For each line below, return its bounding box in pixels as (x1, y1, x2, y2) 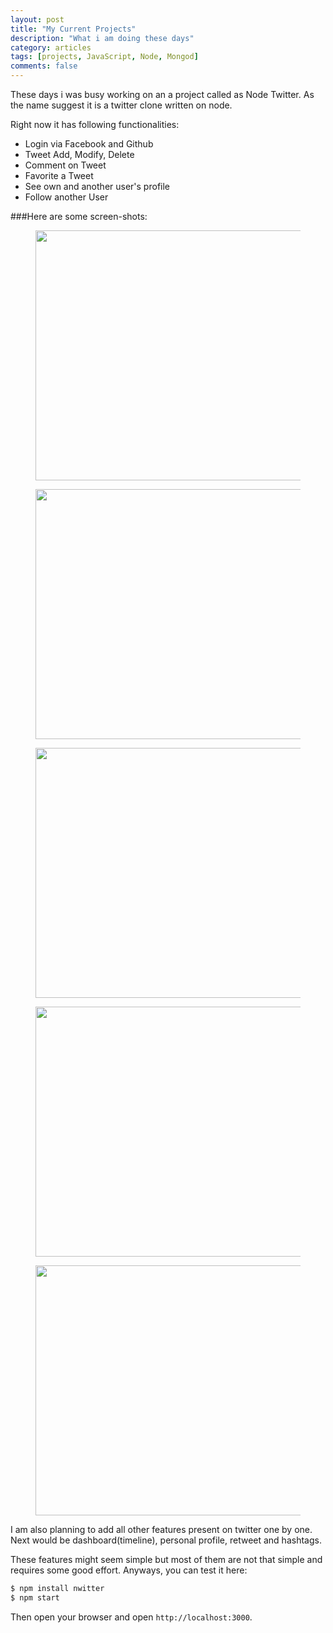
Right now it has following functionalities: (10, 119, 180, 130)
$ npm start (10, 1592, 60, 1603)
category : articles (10, 42, 92, 53)
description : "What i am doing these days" (10, 33, 195, 43)
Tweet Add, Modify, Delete (24, 149, 135, 160)
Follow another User (24, 191, 109, 203)
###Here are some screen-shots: (10, 211, 148, 222)
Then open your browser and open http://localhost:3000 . (10, 1611, 253, 1623)
